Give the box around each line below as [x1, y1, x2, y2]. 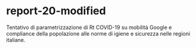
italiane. [6, 36, 26, 43]
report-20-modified [6, 4, 106, 18]
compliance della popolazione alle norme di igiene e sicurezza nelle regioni [6, 30, 191, 37]
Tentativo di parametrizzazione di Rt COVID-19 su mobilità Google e [6, 24, 172, 31]
